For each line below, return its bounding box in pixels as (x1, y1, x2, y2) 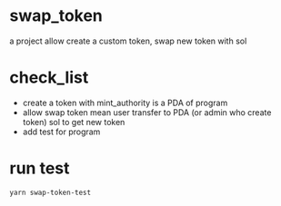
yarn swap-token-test (9, 188, 92, 197)
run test (9, 158, 70, 179)
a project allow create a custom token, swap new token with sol (9, 35, 247, 46)
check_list (9, 67, 89, 88)
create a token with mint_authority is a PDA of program (22, 97, 228, 108)
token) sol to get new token (22, 116, 125, 127)
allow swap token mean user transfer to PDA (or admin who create (22, 106, 272, 118)
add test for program (22, 126, 101, 137)
